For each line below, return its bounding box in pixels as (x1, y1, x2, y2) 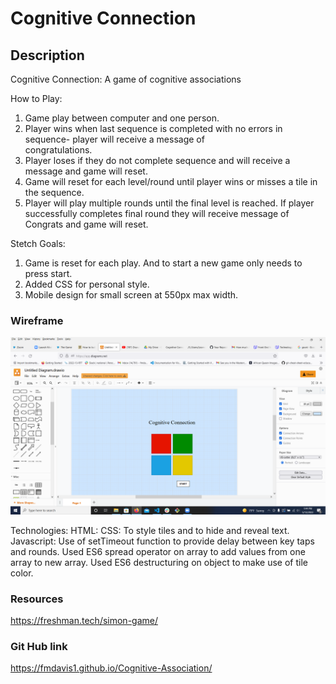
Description (10, 47, 85, 64)
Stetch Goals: (10, 238, 66, 249)
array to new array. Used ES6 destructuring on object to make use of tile (10, 556, 308, 568)
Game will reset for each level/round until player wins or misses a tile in (24, 176, 318, 187)
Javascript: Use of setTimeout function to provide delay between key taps (10, 535, 315, 547)
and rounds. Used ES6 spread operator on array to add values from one (10, 545, 306, 557)
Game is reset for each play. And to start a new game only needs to (24, 257, 303, 269)
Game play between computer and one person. (24, 112, 220, 124)
